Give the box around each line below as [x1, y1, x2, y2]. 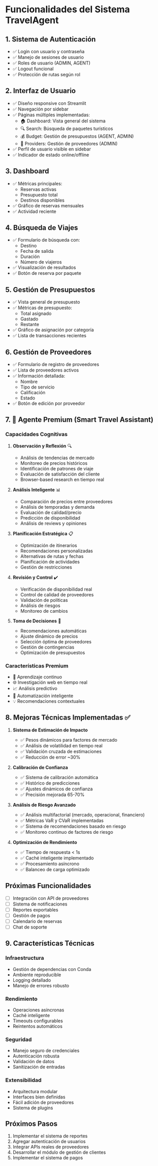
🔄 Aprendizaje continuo [12, 674, 62, 680]
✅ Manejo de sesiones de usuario [12, 54, 84, 60]
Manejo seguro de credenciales [12, 1048, 80, 1054]
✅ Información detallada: [12, 373, 65, 379]
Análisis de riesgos [20, 602, 60, 609]
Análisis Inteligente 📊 [12, 486, 61, 492]
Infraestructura [5, 955, 44, 962]
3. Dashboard [5, 167, 50, 176]
